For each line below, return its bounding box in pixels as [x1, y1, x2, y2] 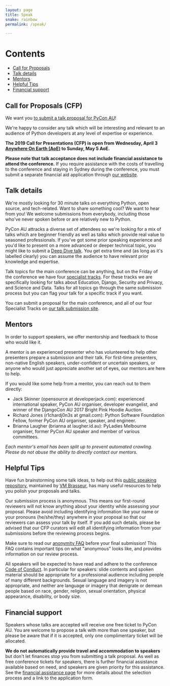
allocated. [5, 638, 26, 644]
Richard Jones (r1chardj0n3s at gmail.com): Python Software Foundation [12, 412, 165, 418]
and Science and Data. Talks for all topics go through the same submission [5, 284, 161, 291]
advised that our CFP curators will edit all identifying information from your [5, 525, 161, 531]
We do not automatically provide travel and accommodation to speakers [5, 648, 161, 654]
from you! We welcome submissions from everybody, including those [5, 210, 150, 217]
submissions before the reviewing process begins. [5, 531, 111, 537]
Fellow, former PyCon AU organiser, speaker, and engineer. [12, 417, 137, 424]
